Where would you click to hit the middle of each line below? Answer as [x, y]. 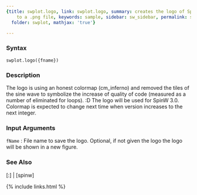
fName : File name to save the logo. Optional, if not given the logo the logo [94, 141]
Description [23, 75]
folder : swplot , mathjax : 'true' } [53, 22]
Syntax [16, 48]
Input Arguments [31, 128]
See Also [19, 162]
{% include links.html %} [36, 186]
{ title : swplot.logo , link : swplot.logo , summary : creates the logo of [95, 11]
